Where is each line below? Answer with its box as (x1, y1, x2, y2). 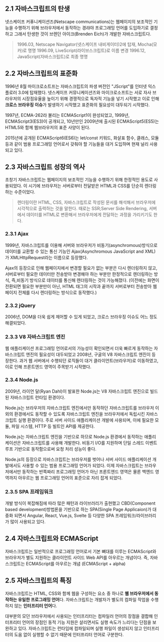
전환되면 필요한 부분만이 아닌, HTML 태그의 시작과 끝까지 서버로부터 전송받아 (5, 283, 152, 289)
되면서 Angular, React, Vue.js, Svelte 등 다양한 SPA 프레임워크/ (14, 512, 137, 518)
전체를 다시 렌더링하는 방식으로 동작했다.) (18, 289, 97, 295)
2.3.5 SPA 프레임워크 (5, 488, 53, 495)
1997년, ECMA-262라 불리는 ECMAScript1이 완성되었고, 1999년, (5, 112, 130, 118)
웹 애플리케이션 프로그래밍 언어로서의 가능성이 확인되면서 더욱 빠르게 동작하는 (5, 346, 153, 351)
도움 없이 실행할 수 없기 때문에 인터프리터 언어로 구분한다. (14, 631, 124, 637)
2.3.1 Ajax (5, 230, 29, 237)
